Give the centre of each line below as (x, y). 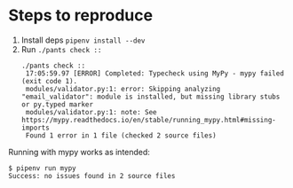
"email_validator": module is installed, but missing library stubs (150, 97)
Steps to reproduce (80, 16)
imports (35, 128)
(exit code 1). (49, 81)
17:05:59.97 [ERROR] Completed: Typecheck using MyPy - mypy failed (155, 73)
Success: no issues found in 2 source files (92, 176)
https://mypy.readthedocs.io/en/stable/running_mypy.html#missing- (148, 120)
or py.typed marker (57, 104)
